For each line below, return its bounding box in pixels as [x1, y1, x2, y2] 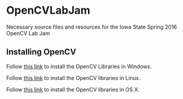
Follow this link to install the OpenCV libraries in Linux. [6, 74, 141, 81]
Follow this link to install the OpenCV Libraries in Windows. [6, 63, 152, 70]
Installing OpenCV [6, 47, 76, 57]
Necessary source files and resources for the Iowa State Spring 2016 [6, 23, 178, 30]
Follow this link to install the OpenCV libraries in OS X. [6, 86, 140, 93]
